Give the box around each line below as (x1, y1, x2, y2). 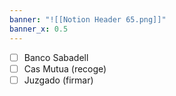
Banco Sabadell (23, 51, 89, 63)
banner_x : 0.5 (9, 24, 69, 34)
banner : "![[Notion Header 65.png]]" (9, 14, 167, 25)
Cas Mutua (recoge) (23, 62, 107, 75)
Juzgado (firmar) (23, 74, 94, 86)
